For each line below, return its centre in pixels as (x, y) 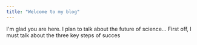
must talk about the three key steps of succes (63, 35)
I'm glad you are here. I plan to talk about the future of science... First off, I (99, 29)
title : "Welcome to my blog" (43, 12)
